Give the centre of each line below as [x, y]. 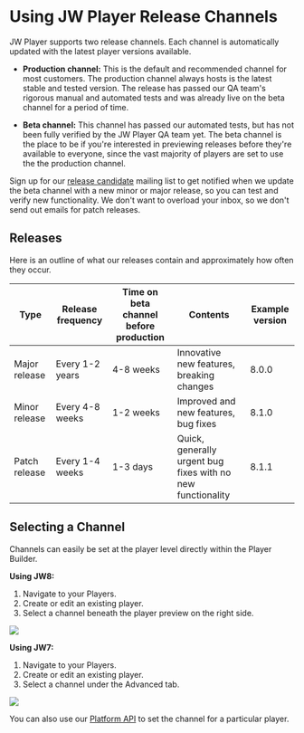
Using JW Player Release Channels [143, 17]
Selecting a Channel [67, 527]
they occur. [30, 270]
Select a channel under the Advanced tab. [101, 684]
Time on [140, 291]
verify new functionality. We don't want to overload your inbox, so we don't [149, 200]
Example [270, 309]
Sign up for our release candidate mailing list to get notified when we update [152, 181]
